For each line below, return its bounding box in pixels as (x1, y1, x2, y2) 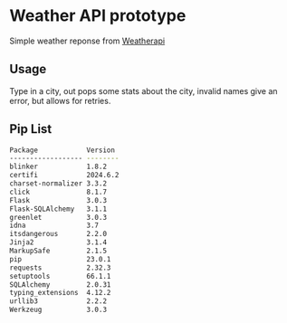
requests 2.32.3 (9, 263, 111, 272)
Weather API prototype (9, 5, 187, 26)
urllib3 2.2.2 (9, 297, 107, 306)
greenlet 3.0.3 (9, 213, 107, 222)
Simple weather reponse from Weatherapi (9, 35, 166, 46)
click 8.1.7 (9, 187, 107, 196)
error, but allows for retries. (9, 95, 111, 106)
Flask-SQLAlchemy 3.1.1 (9, 204, 107, 214)
